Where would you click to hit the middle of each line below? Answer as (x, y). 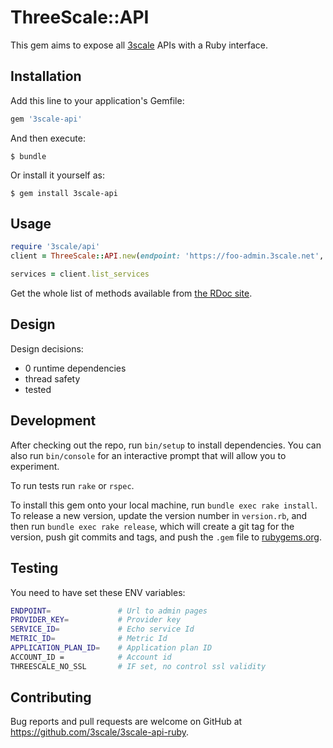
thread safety (52, 378)
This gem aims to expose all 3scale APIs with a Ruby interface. (139, 45)
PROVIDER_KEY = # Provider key (96, 620)
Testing (34, 568)
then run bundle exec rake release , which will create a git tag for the (152, 526)
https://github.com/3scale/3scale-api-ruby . (100, 732)
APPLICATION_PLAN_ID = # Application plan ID (111, 648)
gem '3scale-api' (46, 119)
